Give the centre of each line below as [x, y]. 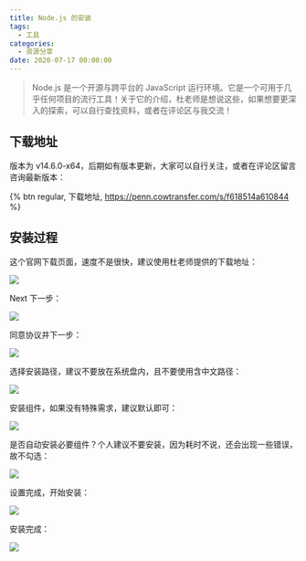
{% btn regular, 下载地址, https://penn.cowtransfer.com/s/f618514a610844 [149, 196]
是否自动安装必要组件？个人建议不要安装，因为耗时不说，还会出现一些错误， [153, 444]
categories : [32, 43]
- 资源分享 [36, 52]
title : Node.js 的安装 [51, 18]
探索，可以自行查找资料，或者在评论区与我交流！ [140, 110]
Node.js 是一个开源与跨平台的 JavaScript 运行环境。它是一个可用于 [158, 87]
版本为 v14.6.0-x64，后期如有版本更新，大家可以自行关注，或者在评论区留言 [153, 165]
